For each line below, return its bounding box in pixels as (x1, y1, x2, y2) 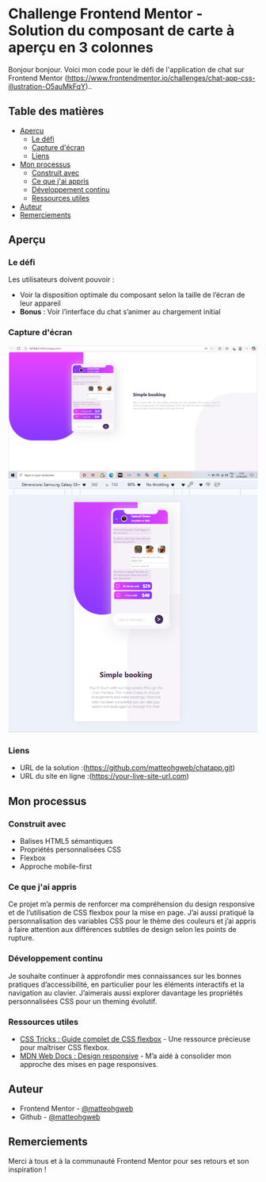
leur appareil (19, 298, 61, 308)
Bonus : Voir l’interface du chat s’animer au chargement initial (19, 307, 221, 317)
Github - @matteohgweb (19, 1112, 101, 1122)
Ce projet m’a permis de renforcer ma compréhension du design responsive (8, 899, 256, 909)
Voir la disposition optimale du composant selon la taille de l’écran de (19, 291, 245, 300)
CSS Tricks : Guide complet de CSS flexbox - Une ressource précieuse (19, 1034, 251, 1044)
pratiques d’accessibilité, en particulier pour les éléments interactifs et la (8, 980, 245, 989)
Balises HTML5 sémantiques (19, 837, 113, 846)
